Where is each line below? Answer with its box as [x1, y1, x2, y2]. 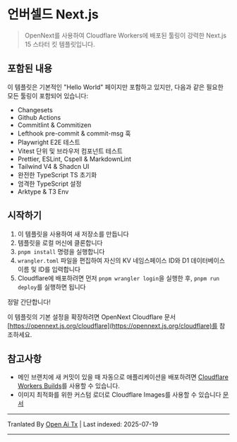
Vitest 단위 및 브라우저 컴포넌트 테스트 [17, 146, 123, 155]
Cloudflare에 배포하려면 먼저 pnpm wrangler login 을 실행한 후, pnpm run [17, 273, 220, 282]
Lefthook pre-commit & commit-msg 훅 [17, 129, 131, 138]
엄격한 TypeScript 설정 [17, 179, 82, 188]
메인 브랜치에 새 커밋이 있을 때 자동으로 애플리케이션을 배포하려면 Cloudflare [17, 373, 229, 381]
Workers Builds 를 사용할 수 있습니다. [17, 382, 120, 390]
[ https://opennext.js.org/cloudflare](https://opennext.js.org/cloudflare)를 [7, 321, 218, 330]
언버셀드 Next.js [7, 6, 99, 23]
